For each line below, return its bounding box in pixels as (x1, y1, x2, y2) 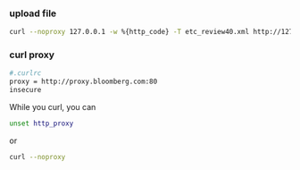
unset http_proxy (9, 119, 74, 128)
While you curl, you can (9, 102, 96, 113)
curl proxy (9, 48, 55, 61)
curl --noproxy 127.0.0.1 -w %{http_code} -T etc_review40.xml (9, 28, 250, 37)
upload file (9, 7, 57, 20)
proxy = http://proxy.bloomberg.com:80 (9, 77, 158, 87)
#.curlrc (9, 69, 42, 78)
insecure (9, 86, 42, 95)
